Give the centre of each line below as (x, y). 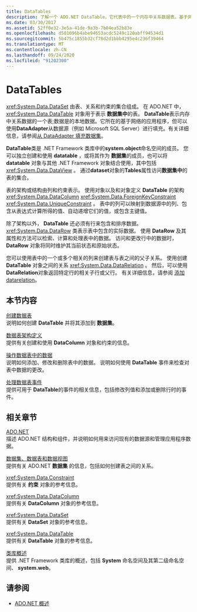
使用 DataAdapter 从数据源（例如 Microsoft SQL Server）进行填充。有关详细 (98, 129)
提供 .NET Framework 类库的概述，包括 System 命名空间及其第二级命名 (93, 560)
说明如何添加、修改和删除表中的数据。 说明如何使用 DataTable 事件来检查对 (98, 363)
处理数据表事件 (24, 383)
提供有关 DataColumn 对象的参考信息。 (54, 503)
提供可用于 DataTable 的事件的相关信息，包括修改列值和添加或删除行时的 (94, 390)
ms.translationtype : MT (35, 45)
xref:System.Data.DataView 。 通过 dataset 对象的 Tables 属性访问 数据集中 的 (97, 170)
